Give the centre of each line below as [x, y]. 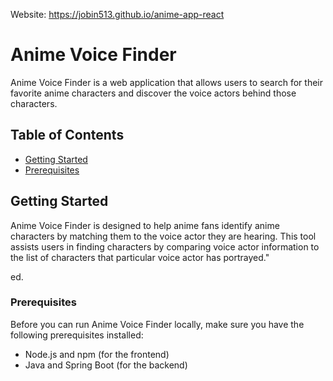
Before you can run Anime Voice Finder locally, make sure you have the [157, 324]
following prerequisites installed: [77, 335]
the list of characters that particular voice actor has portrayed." [140, 257]
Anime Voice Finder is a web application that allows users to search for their [167, 82]
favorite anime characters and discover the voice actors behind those [153, 93]
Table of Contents [67, 135]
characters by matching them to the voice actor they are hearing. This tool [163, 236]
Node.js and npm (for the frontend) [97, 354]
